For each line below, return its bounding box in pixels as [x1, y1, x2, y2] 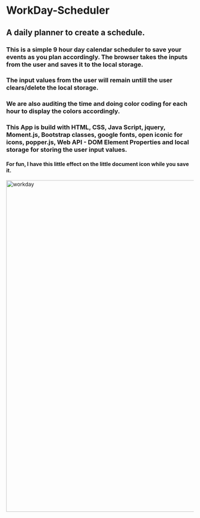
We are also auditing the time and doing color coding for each [6, 100, 187, 108]
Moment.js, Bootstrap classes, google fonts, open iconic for [6, 131, 183, 139]
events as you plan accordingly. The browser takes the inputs [6, 53, 188, 61]
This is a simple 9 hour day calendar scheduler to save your [6, 45, 182, 54]
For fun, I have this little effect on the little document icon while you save [6, 160, 189, 167]
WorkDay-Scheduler [6, 4, 110, 17]
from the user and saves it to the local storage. [6, 60, 144, 69]
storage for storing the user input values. [6, 146, 127, 154]
